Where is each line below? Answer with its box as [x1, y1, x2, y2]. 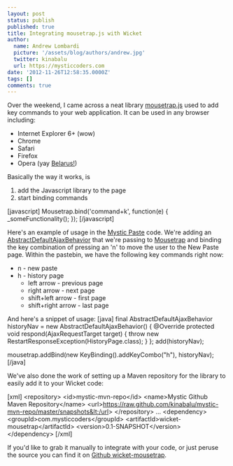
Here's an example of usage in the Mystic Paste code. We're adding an [7, 228, 212, 236]
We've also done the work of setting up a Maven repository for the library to [7, 372, 226, 380]
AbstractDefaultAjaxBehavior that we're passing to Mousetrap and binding [7, 236, 222, 244]
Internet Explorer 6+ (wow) [17, 129, 96, 138]
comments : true [7, 82, 52, 89]
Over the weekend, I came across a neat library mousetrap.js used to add [7, 101, 219, 109]
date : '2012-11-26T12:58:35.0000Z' [7, 69, 111, 76]
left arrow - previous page [27, 279, 104, 288]
